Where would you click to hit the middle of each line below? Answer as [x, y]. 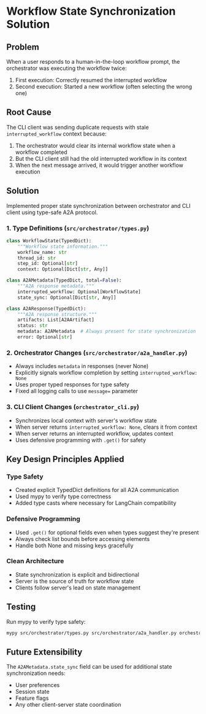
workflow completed [41, 152]
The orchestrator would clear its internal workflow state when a [95, 145]
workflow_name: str [42, 252]
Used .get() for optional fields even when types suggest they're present [107, 532]
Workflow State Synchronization [91, 11]
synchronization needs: [36, 674]
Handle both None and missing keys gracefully [74, 545]
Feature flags [32, 698]
